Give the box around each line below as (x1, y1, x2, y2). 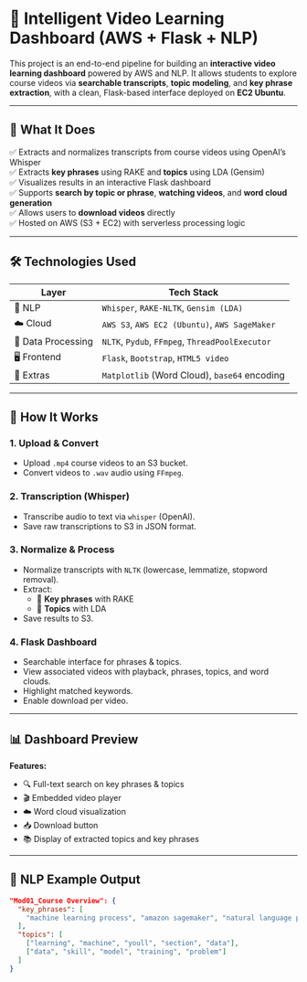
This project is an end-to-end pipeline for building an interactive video (9, 58, 276, 69)
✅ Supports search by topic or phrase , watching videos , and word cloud (9, 187, 288, 197)
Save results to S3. (22, 613, 94, 624)
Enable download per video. (22, 695, 129, 707)
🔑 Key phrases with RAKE (36, 593, 134, 604)
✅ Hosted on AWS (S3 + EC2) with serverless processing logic (9, 217, 246, 228)
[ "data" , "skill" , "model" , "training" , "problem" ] (26, 947, 227, 956)
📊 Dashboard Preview (9, 731, 139, 747)
